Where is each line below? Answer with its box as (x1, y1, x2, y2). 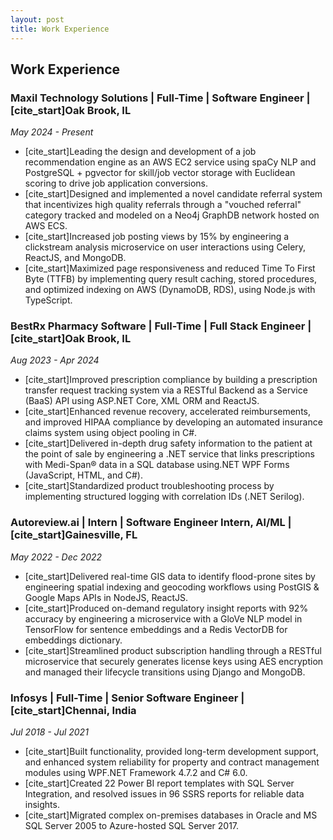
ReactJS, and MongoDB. (24, 252, 127, 264)
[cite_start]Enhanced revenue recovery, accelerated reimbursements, (24, 406, 311, 418)
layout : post (10, 14, 65, 25)
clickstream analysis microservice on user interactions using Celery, (24, 241, 307, 253)
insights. (24, 799, 60, 811)
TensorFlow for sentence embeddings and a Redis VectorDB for (24, 623, 288, 635)
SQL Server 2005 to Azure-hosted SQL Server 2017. (24, 820, 240, 832)
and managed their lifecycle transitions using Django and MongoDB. (24, 666, 306, 678)
